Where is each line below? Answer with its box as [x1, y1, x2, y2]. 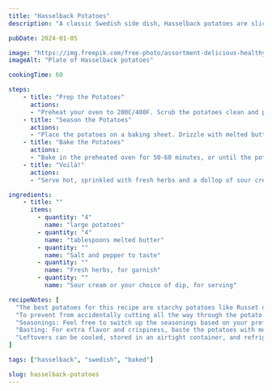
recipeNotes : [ [8, 295, 60, 304]
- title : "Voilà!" [23, 161, 85, 169]
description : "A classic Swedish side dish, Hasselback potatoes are [8, 19, 249, 28]
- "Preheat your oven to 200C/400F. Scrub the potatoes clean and [29, 108, 259, 116]
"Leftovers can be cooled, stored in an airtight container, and [15, 333, 241, 342]
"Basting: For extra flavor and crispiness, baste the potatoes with [15, 326, 255, 334]
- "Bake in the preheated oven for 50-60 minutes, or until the [29, 153, 252, 161]
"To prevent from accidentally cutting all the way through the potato [15, 311, 263, 319]
